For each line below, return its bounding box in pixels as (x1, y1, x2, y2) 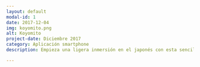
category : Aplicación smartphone (6, 42, 89, 48)
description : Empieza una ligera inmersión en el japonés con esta (6, 47, 177, 53)
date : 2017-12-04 (6, 19, 49, 25)
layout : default (6, 8, 46, 15)
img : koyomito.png (6, 25, 52, 31)
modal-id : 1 (6, 14, 36, 20)
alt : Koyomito (6, 31, 42, 36)
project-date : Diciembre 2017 (6, 36, 82, 42)
